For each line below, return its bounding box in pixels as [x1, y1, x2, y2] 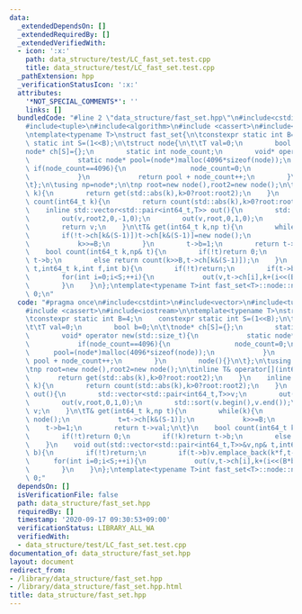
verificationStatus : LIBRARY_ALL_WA [17, 524, 155, 533]
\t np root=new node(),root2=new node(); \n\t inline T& [25, 365, 231, 374]
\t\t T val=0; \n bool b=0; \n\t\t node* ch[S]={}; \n [25, 323, 244, 332]
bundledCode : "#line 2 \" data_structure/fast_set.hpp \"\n [17, 113, 240, 122]
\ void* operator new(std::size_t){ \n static [25, 331, 271, 340]
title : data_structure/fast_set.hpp [9, 591, 147, 600]
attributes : [17, 88, 63, 97]
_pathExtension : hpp [17, 72, 94, 81]
